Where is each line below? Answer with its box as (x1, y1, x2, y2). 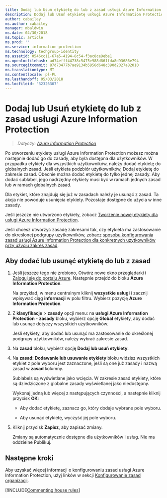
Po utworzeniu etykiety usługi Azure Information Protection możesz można (5, 150, 159, 156)
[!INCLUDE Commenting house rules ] (5, 487, 81, 493)
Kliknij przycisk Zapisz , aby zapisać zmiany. (12, 424, 103, 430)
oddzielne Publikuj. (12, 439, 52, 445)
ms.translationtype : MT (5, 68, 55, 73)
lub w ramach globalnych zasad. (5, 182, 72, 188)
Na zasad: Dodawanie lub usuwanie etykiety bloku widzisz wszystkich (12, 355, 160, 361)
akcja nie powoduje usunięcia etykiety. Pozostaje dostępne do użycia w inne (5, 197, 162, 202)
